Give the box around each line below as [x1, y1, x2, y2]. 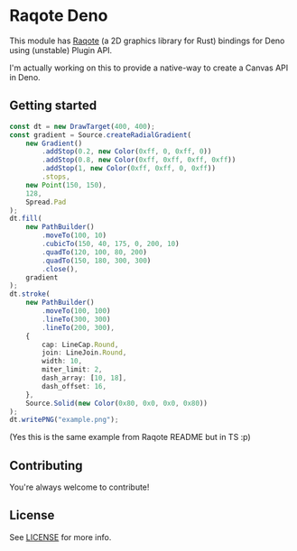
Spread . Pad [25, 197, 67, 207]
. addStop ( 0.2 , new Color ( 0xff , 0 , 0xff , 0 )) [42, 147, 212, 156]
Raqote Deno [9, 5, 108, 26]
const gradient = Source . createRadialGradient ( [9, 130, 192, 140]
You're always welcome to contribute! [9, 482, 150, 492]
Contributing [9, 457, 83, 473]
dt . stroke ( [9, 289, 51, 298]
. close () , [42, 264, 79, 273]
